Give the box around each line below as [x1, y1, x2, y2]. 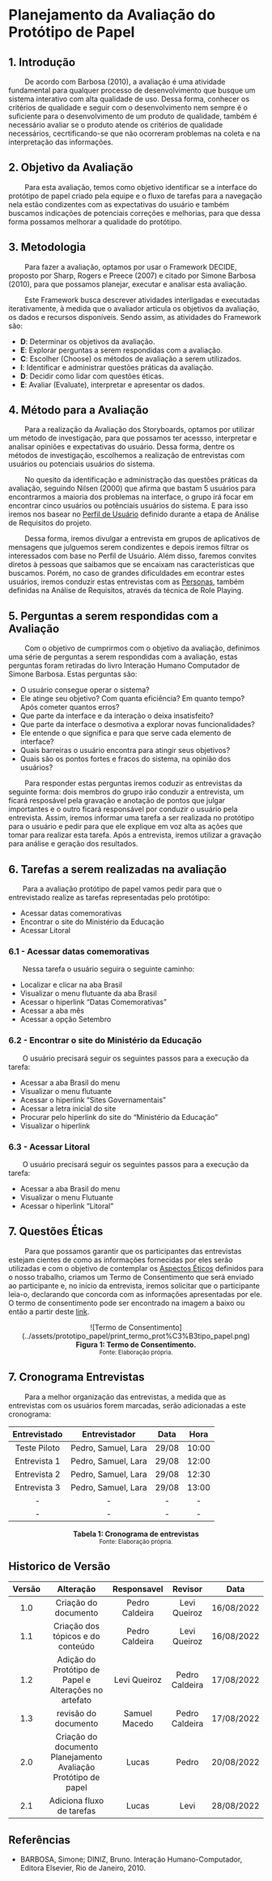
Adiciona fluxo [49, 1795, 104, 1806]
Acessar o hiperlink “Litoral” [19, 1200, 114, 1211]
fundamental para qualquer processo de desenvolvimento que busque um [8, 85, 256, 95]
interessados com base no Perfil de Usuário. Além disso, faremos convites [8, 551, 257, 561]
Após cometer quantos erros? [19, 703, 120, 712]
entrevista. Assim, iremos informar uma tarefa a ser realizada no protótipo [8, 813, 255, 823]
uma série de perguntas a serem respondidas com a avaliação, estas [8, 652, 238, 662]
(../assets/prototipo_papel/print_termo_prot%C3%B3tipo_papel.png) [21, 1330, 251, 1341]
